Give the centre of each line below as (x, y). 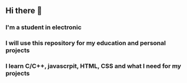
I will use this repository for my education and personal (86, 43)
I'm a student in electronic (44, 27)
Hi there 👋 (24, 11)
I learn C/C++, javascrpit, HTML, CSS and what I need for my (93, 66)
